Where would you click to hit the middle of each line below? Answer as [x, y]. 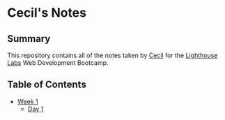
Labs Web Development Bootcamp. [58, 63]
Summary [29, 39]
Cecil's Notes [47, 13]
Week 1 [28, 101]
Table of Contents [47, 85]
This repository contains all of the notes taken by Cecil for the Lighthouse [113, 55]
